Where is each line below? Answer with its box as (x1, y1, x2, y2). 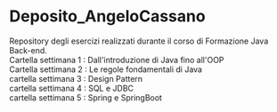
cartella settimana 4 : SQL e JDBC (9, 83, 134, 93)
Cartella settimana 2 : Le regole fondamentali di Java (9, 64, 203, 75)
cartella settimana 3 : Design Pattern (9, 73, 143, 84)
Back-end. (9, 44, 47, 55)
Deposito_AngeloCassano (9, 6, 207, 27)
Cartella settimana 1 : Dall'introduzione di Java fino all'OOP (9, 54, 224, 65)
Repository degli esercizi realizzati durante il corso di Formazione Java (9, 36, 269, 46)
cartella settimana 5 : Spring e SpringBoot (9, 92, 163, 103)
